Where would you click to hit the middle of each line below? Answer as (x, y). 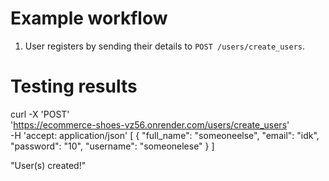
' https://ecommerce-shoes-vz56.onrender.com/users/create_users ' (150, 124)
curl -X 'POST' (40, 114)
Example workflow (89, 18)
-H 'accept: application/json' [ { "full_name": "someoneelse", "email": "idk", (165, 135)
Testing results (74, 86)
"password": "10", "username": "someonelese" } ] (112, 146)
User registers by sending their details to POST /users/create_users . (165, 46)
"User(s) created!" (48, 165)
